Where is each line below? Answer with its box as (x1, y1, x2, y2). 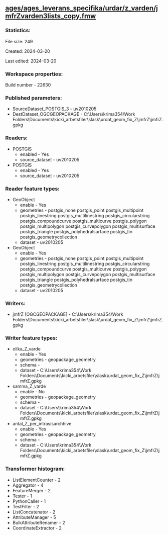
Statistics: (5, 27, 31, 34)
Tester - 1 (12, 493, 33, 499)
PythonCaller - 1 (12, 498, 46, 504)
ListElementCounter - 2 (12, 477, 61, 483)
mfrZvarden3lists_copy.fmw (5, 12, 96, 21)
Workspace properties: (5, 70, 63, 77)
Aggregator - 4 (12, 482, 44, 488)
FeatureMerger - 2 (12, 487, 51, 493)
